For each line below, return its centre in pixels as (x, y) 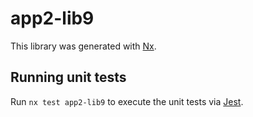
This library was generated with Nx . (83, 46)
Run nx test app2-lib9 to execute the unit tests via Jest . (127, 101)
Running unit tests (68, 77)
